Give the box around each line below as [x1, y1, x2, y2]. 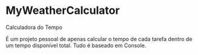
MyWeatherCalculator [5, 4, 120, 18]
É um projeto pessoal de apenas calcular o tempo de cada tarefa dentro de [5, 35, 193, 42]
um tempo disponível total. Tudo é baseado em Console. [5, 42, 147, 49]
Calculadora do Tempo [5, 24, 63, 31]
